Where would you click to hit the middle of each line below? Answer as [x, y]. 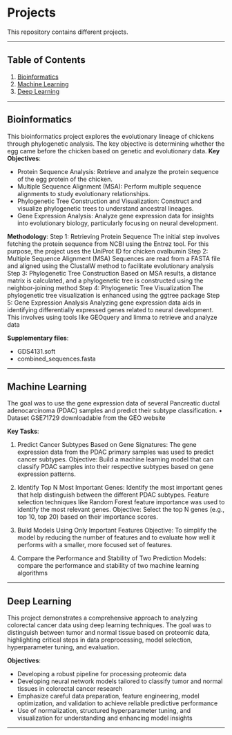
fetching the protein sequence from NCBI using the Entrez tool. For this [108, 244]
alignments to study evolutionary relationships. [84, 193]
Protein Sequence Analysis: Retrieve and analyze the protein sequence [118, 171]
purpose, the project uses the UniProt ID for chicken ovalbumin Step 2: [108, 251]
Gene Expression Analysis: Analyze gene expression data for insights [115, 216]
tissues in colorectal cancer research [70, 689]
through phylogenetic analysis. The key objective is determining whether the [116, 144]
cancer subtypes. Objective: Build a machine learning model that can [115, 459]
